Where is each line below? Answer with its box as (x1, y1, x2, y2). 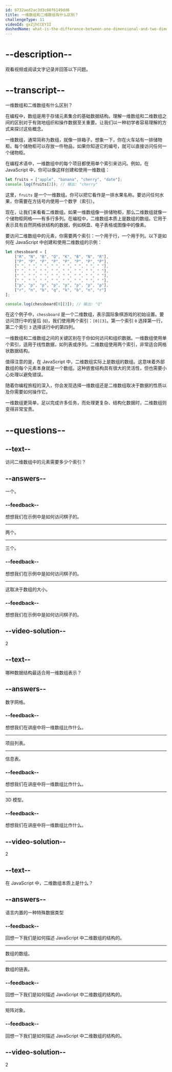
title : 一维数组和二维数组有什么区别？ (5, 12, 79, 17)
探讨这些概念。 (14, 126, 46, 132)
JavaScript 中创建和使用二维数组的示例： (15, 239, 102, 245)
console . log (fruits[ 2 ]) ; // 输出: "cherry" (5, 181, 98, 187)
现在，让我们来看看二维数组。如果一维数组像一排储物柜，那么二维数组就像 (5, 209, 162, 215)
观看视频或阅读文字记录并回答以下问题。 (5, 66, 91, 72)
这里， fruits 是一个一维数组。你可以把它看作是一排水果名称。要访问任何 (5, 192, 160, 198)
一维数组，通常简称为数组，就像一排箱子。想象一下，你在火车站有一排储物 (5, 137, 162, 142)
